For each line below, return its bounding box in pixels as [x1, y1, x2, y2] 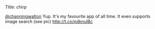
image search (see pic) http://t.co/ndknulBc [5, 19, 93, 24]
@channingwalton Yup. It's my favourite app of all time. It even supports [5, 14, 151, 19]
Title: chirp [5, 4, 27, 10]
